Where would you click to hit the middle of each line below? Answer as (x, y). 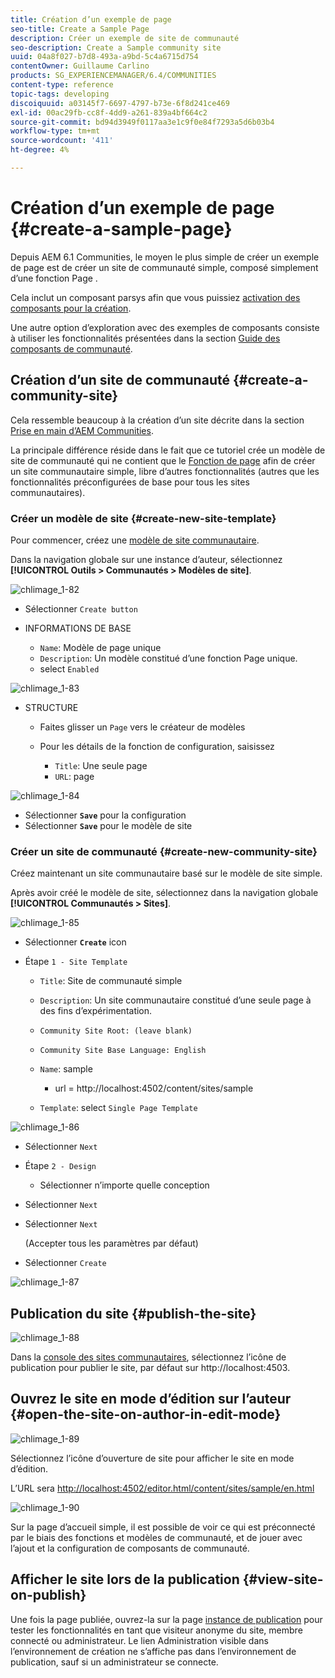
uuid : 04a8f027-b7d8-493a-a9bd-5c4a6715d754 (104, 57)
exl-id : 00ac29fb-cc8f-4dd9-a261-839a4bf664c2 (109, 112)
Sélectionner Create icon (75, 942)
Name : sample (66, 1069)
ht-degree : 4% (40, 150)
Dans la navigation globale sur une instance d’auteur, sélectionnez (146, 559)
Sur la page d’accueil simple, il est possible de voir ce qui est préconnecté (163, 1527)
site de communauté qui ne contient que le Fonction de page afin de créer (163, 460)
